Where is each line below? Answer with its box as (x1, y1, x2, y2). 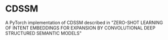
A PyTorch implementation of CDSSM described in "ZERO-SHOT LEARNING (5, 19, 163, 25)
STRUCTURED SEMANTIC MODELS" (5, 30, 82, 36)
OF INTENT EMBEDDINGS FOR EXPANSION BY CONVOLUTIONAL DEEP (5, 24, 156, 30)
